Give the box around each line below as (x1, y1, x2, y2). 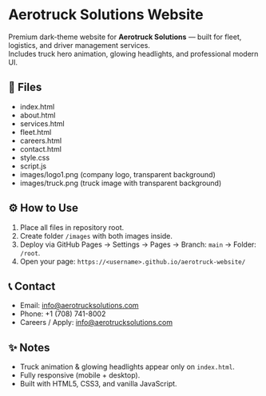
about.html (19, 110, 56, 120)
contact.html (19, 144, 62, 153)
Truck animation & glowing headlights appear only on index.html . (19, 362, 236, 372)
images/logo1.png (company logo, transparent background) (19, 169, 216, 179)
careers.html (19, 136, 62, 145)
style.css (19, 152, 50, 162)
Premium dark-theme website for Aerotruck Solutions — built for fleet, (8, 32, 242, 42)
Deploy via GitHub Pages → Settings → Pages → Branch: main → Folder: (19, 240, 257, 249)
